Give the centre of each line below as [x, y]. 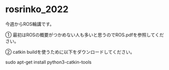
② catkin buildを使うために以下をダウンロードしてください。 [70, 52]
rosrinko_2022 [37, 9]
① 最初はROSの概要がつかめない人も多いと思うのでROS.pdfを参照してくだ [85, 34]
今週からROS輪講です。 [30, 24]
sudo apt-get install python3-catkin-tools [48, 62]
